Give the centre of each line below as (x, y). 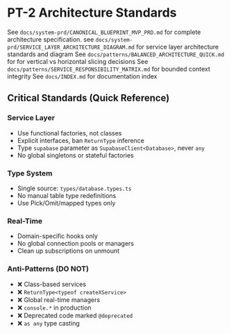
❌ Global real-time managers (59, 299)
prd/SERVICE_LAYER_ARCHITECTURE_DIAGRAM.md (71, 47)
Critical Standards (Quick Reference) (88, 98)
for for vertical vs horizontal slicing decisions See (78, 61)
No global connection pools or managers (75, 244)
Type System (30, 173)
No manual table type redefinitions (67, 195)
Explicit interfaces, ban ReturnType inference (80, 140)
